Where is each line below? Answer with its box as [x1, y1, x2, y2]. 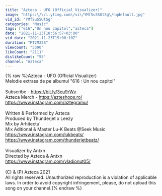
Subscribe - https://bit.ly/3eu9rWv [5, 89, 76, 95]
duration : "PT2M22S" [5, 40, 49, 45]
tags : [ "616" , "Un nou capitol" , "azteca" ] [5, 26, 94, 31]
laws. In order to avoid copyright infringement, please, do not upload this [5, 180, 156, 186]
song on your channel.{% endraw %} [5, 185, 82, 191]
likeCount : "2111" [5, 49, 44, 54]
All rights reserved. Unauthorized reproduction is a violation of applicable [5, 174, 157, 180]
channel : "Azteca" [5, 59, 44, 64]
